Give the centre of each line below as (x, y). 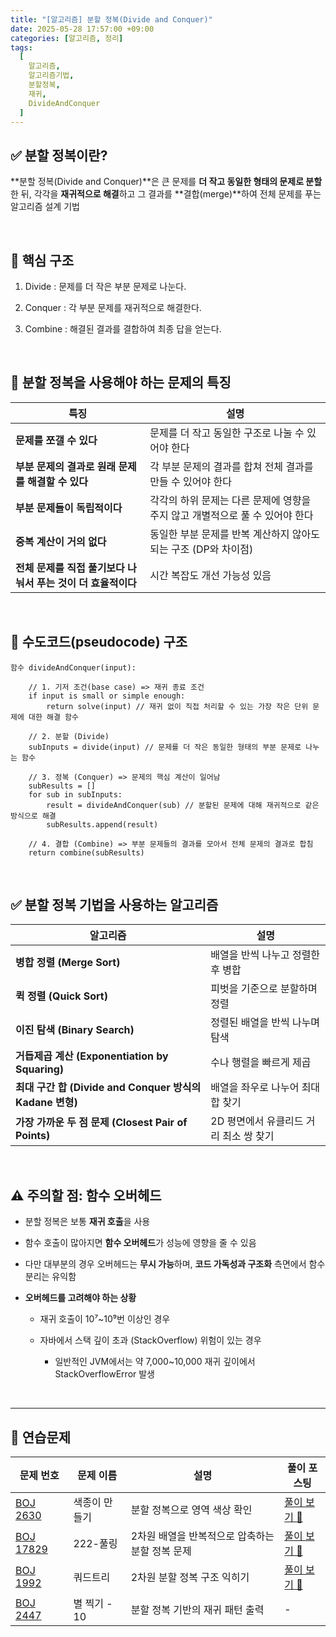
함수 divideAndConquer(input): (73, 667)
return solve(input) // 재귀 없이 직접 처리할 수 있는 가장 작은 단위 (177, 706)
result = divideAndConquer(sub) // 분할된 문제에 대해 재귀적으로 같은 (183, 805)
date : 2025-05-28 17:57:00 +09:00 (82, 29)
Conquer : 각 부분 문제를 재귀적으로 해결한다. (113, 307)
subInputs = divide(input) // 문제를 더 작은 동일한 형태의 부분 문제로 (165, 747)
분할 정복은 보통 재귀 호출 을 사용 (87, 1222)
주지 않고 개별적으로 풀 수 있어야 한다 (231, 515)
